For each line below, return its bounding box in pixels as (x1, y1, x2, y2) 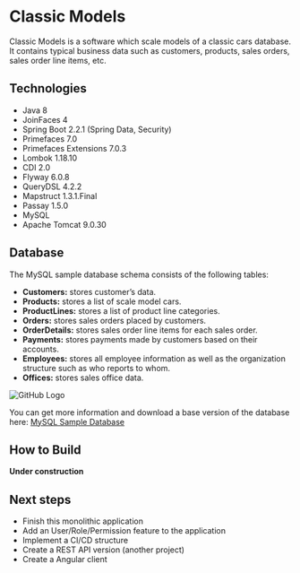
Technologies (9, 81, 88, 96)
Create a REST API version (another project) (21, 544, 185, 555)
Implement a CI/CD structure (21, 535, 128, 546)
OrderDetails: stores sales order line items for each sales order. (21, 325, 258, 335)
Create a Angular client (21, 554, 107, 565)
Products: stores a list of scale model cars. (21, 296, 182, 307)
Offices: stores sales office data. (21, 372, 144, 383)
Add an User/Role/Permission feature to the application (21, 525, 227, 536)
